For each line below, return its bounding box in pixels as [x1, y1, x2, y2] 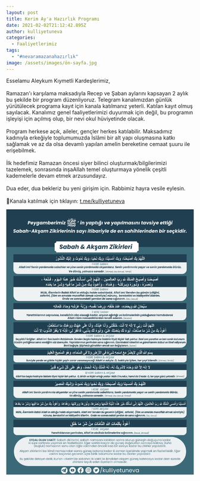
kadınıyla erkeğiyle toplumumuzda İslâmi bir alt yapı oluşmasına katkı [6, 134, 176, 141]
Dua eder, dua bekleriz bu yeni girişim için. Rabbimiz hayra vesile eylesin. [6, 185, 186, 192]
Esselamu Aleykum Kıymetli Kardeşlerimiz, [6, 77, 110, 84]
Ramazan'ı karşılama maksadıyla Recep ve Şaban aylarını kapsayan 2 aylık [6, 89, 189, 97]
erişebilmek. [6, 147, 37, 154]
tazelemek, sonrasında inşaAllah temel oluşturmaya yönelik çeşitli [6, 166, 167, 173]
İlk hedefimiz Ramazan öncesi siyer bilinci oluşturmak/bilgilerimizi [6, 159, 167, 166]
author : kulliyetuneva [6, 29, 62, 35]
